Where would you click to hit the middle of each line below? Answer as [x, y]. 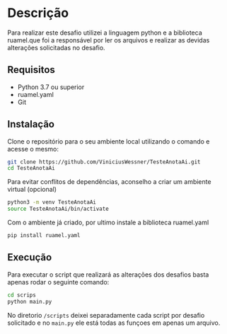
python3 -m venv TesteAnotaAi [52, 202]
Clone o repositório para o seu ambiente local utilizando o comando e [109, 141]
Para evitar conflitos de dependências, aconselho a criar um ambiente [109, 182]
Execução [30, 257]
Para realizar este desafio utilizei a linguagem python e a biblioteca [105, 33]
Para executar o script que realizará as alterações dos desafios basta [108, 275]
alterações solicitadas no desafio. [56, 47]
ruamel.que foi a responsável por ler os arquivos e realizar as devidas [109, 40]
